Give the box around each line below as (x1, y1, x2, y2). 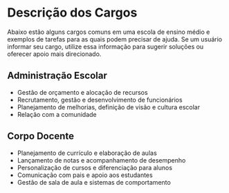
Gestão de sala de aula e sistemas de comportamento (17, 178, 171, 186)
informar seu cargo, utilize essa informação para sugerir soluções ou (7, 42, 204, 50)
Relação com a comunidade (17, 110, 97, 118)
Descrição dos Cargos (7, 5, 138, 21)
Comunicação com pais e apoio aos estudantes (17, 171, 154, 179)
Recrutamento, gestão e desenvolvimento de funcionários (17, 95, 183, 104)
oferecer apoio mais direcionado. (7, 50, 102, 58)
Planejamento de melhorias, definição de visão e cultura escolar (17, 102, 201, 111)
